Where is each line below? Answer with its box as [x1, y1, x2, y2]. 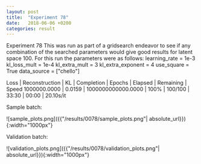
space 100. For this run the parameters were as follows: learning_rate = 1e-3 [6, 55, 196, 62]
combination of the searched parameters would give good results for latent [6, 49, 193, 56]
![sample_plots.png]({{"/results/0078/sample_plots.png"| [6, 115, 148, 123]
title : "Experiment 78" [6, 14, 69, 20]
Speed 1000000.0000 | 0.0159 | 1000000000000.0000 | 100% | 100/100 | [6, 85, 190, 93]
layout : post [6, 8, 39, 15]
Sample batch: [6, 103, 42, 111]
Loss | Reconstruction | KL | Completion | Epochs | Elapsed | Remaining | [6, 79, 187, 87]
